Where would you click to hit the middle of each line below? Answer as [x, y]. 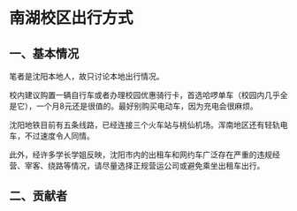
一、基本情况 [44, 53]
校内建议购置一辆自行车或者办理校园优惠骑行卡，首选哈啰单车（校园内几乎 [145, 95]
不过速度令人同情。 [59, 136]
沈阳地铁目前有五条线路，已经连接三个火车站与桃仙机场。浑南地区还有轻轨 [145, 125]
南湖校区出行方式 [72, 18]
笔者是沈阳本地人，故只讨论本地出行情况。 [87, 76]
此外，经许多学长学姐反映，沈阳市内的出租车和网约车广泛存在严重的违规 [141, 154]
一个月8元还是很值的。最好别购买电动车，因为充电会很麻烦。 [147, 106]
